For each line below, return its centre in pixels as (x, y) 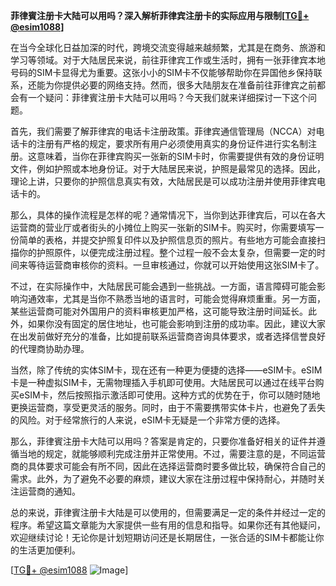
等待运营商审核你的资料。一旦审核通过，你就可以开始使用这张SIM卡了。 (176, 265)
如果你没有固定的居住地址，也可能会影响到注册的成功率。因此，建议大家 (176, 323)
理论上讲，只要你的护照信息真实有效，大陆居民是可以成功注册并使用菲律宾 (163, 181)
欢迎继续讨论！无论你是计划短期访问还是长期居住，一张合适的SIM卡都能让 (163, 537)
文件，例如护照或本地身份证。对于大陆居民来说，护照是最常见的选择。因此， (168, 168)
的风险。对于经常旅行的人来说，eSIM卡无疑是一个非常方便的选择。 (148, 420)
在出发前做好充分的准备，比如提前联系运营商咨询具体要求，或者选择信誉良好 (168, 336)
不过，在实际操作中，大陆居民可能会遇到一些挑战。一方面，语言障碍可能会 (163, 286)
